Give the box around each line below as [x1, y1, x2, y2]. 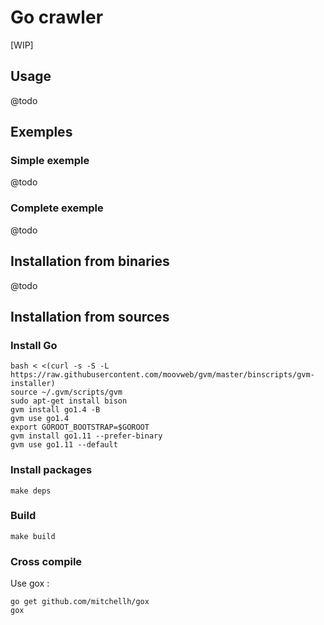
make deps [10, 486, 52, 496]
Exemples [10, 124, 73, 141]
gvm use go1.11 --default [10, 440, 118, 450]
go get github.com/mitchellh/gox [10, 597, 150, 607]
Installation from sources [10, 308, 170, 325]
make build [10, 531, 56, 541]
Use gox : [10, 577, 50, 590]
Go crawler [10, 6, 104, 29]
